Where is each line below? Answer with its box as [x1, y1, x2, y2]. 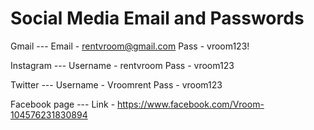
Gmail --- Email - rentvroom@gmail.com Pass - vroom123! [10, 40, 250, 52]
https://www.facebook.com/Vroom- [117, 98, 265, 110]
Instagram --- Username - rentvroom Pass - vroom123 [10, 59, 235, 71]
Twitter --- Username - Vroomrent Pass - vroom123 [10, 78, 223, 91]
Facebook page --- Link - [10, 98, 116, 110]
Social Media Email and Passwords [10, 7, 305, 30]
